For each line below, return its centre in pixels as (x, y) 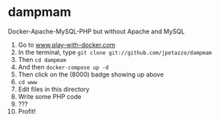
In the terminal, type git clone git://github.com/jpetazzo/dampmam (115, 52)
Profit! (27, 111)
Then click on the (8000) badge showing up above (91, 74)
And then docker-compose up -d (63, 67)
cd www (28, 82)
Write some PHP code (50, 96)
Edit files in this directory (54, 89)
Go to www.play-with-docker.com (67, 45)
